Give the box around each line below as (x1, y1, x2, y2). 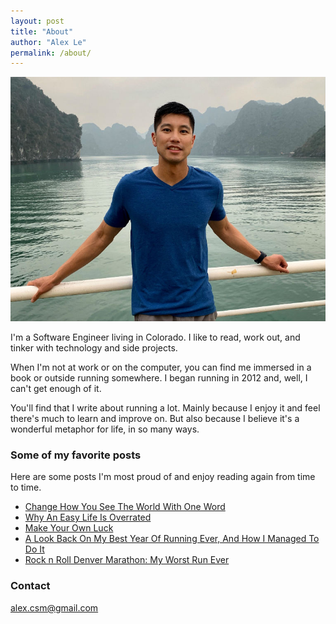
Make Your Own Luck (24, 522, 114, 534)
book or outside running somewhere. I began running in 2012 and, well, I (10, 372, 308, 384)
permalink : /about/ (10, 48, 92, 58)
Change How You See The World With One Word (24, 501, 226, 513)
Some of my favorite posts (10, 448, 142, 462)
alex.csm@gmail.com (10, 601, 99, 614)
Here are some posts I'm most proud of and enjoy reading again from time (10, 471, 316, 483)
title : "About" (10, 26, 74, 37)
